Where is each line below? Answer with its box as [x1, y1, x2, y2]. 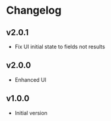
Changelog [6, 4, 62, 17]
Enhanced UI [14, 76, 46, 83]
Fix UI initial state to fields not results [14, 43, 106, 50]
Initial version [14, 109, 47, 116]
